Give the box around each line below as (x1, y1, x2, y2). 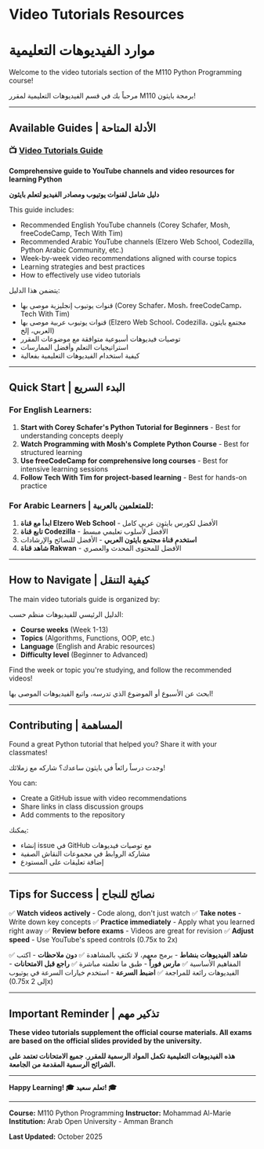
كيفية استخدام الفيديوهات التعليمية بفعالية (20, 351, 140, 360)
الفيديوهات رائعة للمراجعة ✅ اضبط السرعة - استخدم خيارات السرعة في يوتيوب (9, 968, 240, 978)
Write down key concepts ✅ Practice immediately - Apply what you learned (9, 917, 255, 927)
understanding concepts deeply (20, 431, 124, 440)
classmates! (9, 748, 48, 758)
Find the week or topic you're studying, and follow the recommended (9, 665, 232, 674)
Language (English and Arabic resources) (20, 641, 156, 651)
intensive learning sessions (20, 464, 109, 473)
